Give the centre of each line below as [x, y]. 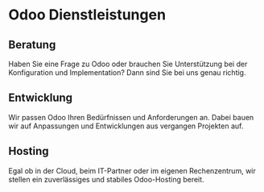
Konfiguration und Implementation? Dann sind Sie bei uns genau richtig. [127, 73]
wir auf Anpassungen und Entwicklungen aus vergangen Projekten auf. [126, 126]
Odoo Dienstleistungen [87, 15]
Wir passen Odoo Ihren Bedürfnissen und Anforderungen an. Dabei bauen [131, 117]
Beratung [32, 45]
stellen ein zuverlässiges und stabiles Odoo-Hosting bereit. [106, 179]
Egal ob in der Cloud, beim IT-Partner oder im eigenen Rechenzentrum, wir [132, 170]
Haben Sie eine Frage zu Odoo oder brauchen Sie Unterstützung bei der [128, 64]
